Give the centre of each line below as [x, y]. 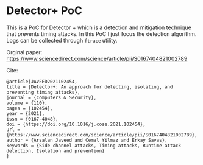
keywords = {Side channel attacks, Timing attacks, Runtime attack [94, 146]
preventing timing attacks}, [43, 92]
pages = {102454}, [30, 108]
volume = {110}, [27, 103]
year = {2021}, [26, 113]
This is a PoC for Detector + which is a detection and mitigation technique [99, 27]
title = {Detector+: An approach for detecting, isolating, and [90, 87]
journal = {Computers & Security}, [52, 97]
